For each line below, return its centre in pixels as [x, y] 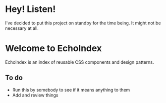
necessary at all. [22, 28]
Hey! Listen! [30, 9]
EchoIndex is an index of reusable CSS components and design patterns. [80, 62]
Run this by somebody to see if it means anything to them [71, 90]
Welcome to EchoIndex [54, 49]
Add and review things [35, 95]
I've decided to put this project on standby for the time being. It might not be [83, 23]
